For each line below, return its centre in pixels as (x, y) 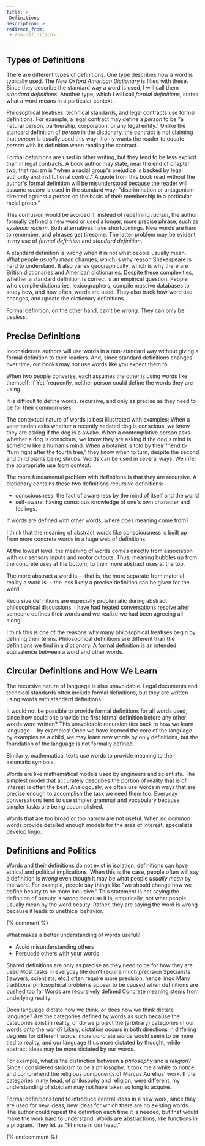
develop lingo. (24, 831)
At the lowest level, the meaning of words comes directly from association (99, 551)
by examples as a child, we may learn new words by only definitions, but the (102, 737)
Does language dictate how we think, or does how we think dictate (90, 1010)
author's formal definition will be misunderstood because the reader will (97, 183)
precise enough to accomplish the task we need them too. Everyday (92, 793)
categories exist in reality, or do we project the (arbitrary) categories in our (100, 1023)
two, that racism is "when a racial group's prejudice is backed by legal (95, 170)
